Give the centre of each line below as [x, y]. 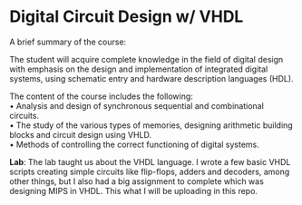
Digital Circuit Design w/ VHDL [127, 17]
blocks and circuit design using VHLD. [81, 134]
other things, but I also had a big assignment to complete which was [137, 181]
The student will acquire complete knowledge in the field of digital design [146, 59]
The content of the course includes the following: [101, 96]
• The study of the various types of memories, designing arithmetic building [151, 125]
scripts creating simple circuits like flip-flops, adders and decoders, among [150, 171]
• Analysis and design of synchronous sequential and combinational [137, 105]
